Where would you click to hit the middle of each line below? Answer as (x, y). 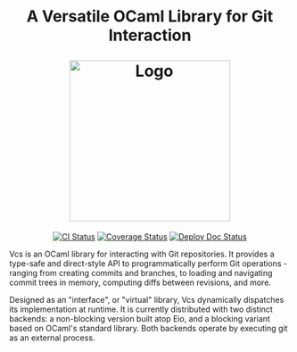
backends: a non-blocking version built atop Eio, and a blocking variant (140, 318)
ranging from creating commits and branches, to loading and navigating (141, 272)
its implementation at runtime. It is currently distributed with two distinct (141, 309)
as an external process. (52, 338)
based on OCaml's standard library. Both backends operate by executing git (148, 328)
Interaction (150, 35)
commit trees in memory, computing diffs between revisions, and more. (140, 282)
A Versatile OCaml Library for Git (150, 17)
